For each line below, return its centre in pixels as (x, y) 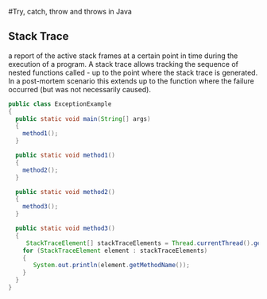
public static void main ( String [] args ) (83, 118)
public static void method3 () (65, 229)
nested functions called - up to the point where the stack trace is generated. (133, 72)
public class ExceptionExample (60, 104)
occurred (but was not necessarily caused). (80, 89)
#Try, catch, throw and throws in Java (70, 12)
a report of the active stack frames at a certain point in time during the (123, 56)
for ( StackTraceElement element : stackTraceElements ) (115, 250)
